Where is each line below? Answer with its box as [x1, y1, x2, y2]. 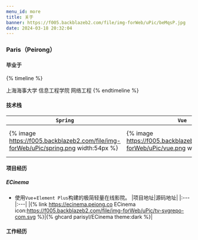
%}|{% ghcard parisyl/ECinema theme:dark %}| [37, 213, 153, 221]
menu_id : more [6, 8, 41, 15]
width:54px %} [77, 144, 118, 152]
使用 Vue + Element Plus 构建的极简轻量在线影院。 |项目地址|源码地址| [14, 194, 179, 201]
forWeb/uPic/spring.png [9, 144, 76, 152]
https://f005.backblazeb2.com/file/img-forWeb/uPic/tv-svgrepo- [26, 207, 184, 214]
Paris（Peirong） [6, 45, 56, 54]
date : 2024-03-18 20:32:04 [6, 25, 72, 31]
